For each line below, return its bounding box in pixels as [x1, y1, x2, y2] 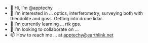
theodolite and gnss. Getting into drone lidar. [10, 16, 103, 21]
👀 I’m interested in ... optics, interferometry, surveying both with [10, 10, 143, 16]
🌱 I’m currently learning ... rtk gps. [10, 21, 82, 27]
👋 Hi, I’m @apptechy [10, 5, 53, 11]
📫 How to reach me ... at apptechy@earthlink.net [10, 32, 114, 38]
